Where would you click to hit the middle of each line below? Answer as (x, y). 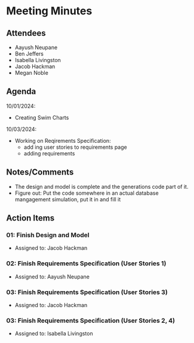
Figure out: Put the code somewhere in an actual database (87, 193)
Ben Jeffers (29, 54)
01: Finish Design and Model (48, 235)
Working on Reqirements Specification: (63, 140)
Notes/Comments (40, 172)
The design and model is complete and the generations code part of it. (101, 186)
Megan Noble (32, 73)
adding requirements (49, 153)
